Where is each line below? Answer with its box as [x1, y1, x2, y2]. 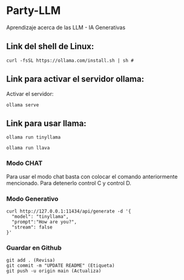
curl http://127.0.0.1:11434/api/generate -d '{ [6, 208, 131, 214]
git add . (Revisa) [6, 258, 56, 264]
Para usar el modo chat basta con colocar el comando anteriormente [6, 172, 178, 180]
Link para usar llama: [6, 118, 87, 128]
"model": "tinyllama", [11, 213, 69, 219]
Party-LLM [6, 4, 61, 18]
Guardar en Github [6, 244, 62, 252]
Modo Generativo [6, 194, 59, 203]
